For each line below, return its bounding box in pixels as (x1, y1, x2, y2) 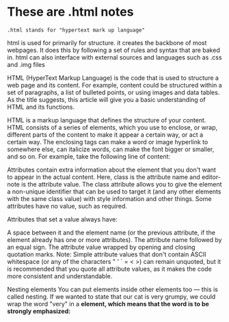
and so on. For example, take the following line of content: (7, 152, 171, 161)
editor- (201, 172, 221, 181)
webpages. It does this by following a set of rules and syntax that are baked (7, 46, 220, 54)
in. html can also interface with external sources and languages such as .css (7, 53, 222, 62)
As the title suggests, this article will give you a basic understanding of (7, 95, 206, 103)
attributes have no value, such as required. (7, 202, 128, 210)
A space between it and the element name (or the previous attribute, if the (7, 228, 215, 237)
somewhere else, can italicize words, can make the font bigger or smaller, (7, 145, 215, 153)
